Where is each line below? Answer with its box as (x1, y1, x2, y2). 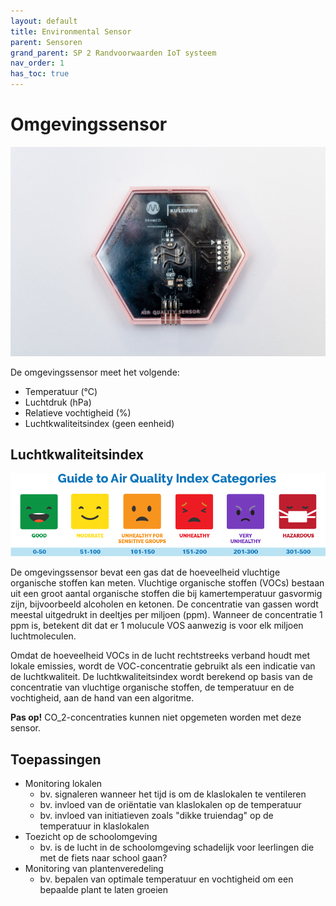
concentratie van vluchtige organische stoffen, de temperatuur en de (10, 681, 295, 694)
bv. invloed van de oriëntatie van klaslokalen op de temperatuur (39, 799, 302, 811)
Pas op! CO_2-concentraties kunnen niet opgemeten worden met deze (10, 711, 302, 724)
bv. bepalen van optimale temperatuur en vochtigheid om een (39, 873, 294, 885)
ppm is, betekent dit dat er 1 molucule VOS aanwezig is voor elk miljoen (10, 620, 304, 632)
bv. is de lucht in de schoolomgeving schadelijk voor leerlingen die (39, 841, 315, 854)
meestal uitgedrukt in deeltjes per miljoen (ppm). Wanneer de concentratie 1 (10, 609, 323, 621)
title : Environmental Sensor (10, 26, 132, 37)
